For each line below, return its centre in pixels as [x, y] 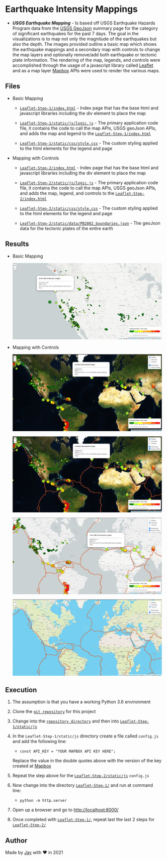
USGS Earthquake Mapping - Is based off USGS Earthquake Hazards [84, 23]
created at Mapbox [32, 766]
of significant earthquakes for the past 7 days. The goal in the [76, 33]
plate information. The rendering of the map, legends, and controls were [86, 60]
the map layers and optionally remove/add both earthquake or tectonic [85, 55]
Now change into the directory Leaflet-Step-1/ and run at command [83, 785]
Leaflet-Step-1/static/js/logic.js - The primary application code [89, 123]
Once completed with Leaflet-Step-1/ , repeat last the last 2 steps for [83, 820]
